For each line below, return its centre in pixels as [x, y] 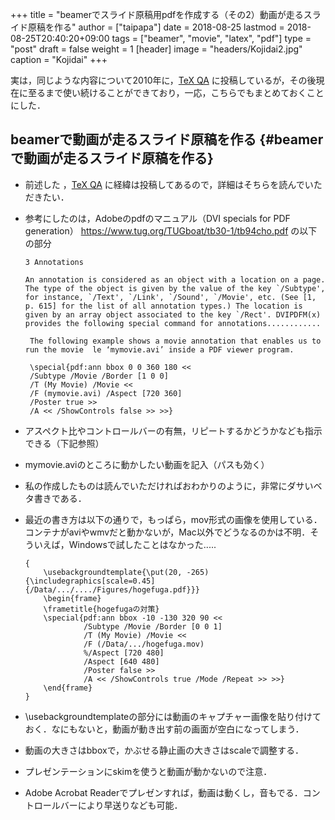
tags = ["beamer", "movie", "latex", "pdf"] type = [211, 38]
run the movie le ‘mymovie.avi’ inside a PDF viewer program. [159, 349]
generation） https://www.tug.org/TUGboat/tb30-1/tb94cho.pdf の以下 [171, 230]
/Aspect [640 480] [121, 661]
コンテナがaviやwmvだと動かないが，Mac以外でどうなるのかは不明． [167, 532]
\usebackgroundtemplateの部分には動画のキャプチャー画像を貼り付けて [173, 716]
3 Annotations [54, 262]
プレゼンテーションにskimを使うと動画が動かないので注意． [148, 771]
